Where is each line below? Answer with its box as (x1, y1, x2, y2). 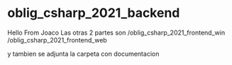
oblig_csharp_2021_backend (7, 5, 180, 21)
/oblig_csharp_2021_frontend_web (7, 35, 108, 44)
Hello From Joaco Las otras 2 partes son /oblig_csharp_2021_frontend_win (7, 28, 226, 37)
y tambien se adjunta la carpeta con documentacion (7, 49, 160, 58)
